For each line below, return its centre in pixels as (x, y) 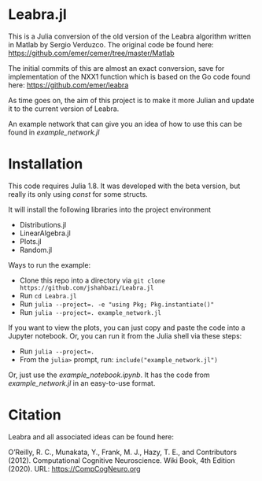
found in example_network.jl (54, 132)
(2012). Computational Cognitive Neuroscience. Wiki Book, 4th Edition (122, 460)
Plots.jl (30, 241)
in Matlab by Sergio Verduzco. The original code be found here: (111, 44)
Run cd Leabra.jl (48, 295)
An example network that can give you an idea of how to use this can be (125, 124)
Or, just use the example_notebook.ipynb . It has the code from (109, 375)
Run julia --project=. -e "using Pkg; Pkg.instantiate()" (117, 304)
